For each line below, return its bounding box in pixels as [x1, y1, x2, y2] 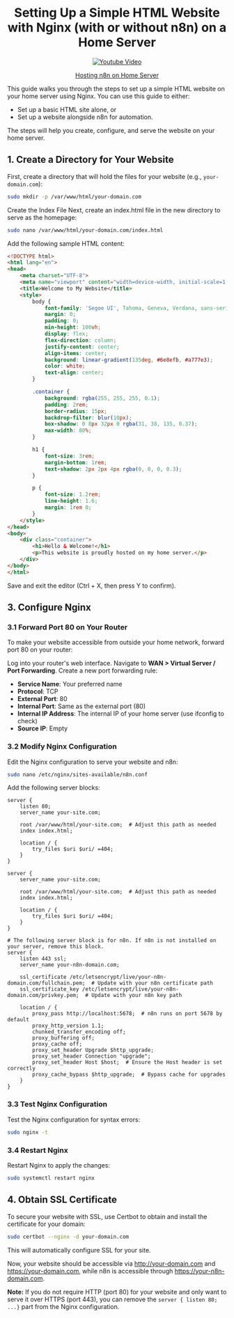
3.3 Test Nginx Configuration [7, 1099, 108, 1109]
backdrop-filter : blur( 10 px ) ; [44, 414, 132, 421]
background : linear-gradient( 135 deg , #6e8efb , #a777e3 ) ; [44, 356, 214, 363]
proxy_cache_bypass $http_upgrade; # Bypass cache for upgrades [32, 1071, 226, 1078]
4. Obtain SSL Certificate [7, 1194, 117, 1206]
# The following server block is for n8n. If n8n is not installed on [7, 937, 217, 944]
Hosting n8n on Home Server [75, 71, 159, 79]
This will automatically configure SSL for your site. [7, 1246, 151, 1254]
